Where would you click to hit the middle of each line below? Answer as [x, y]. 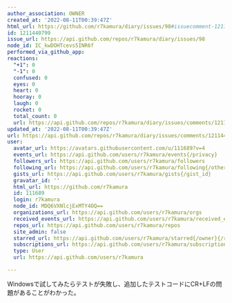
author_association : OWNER [46, 13]
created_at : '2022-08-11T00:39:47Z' [60, 20]
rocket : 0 [27, 110]
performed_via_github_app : [46, 52]
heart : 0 [26, 90]
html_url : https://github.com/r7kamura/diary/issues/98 [89, 26]
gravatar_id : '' [37, 180]
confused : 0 [31, 78]
